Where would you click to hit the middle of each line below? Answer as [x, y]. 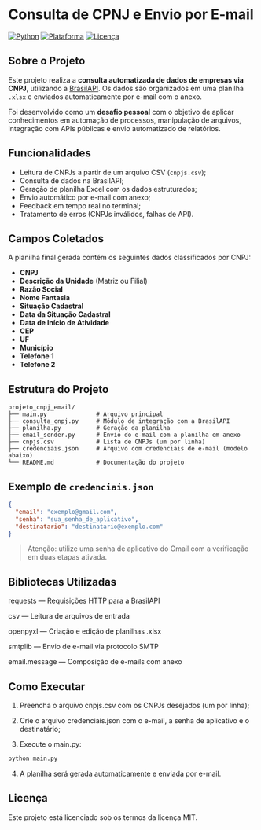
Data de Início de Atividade [64, 323]
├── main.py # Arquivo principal [86, 414]
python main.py [33, 758]
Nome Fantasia [45, 298]
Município [36, 348]
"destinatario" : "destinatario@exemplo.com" [89, 527]
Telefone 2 [37, 365]
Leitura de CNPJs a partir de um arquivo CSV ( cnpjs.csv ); [113, 172]
